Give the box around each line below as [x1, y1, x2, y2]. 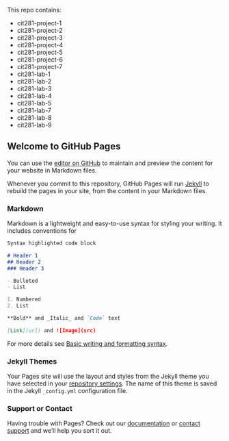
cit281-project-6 [16, 55, 64, 64]
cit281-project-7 [16, 63, 63, 71]
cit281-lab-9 [16, 121, 53, 129]
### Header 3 [7, 265, 44, 272]
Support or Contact [7, 404, 73, 414]
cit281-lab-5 [16, 99, 52, 107]
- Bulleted [7, 277, 38, 284]
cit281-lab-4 [16, 92, 53, 100]
